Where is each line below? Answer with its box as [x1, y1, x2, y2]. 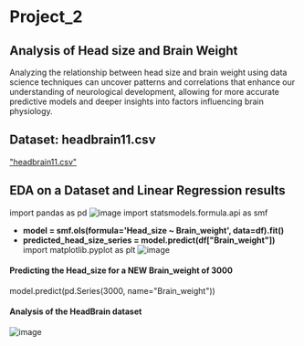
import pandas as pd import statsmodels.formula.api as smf [9, 207, 268, 218]
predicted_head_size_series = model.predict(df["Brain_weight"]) [22, 235, 276, 246]
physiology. [9, 106, 53, 116]
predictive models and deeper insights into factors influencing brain [9, 96, 265, 107]
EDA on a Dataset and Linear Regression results [9, 183, 286, 198]
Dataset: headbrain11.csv [9, 132, 156, 148]
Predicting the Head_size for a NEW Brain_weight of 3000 [9, 265, 233, 276]
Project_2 [9, 6, 83, 27]
